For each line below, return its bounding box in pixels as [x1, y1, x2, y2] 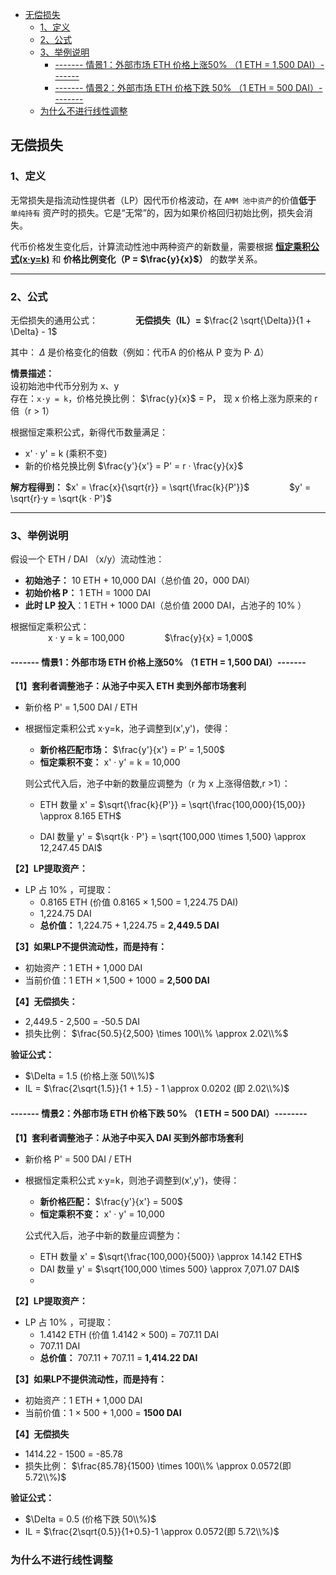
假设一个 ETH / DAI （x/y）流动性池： [10, 553, 165, 565]
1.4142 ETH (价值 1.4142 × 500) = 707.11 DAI [39, 1328, 219, 1340]
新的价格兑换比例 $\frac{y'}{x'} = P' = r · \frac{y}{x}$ [24, 459, 244, 472]
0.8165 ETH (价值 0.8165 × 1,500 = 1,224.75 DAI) [39, 896, 239, 908]
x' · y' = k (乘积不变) [24, 447, 108, 459]
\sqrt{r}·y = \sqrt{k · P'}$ [10, 492, 113, 504]
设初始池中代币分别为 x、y [10, 379, 120, 392]
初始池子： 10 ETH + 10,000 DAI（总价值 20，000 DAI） [24, 574, 256, 587]
